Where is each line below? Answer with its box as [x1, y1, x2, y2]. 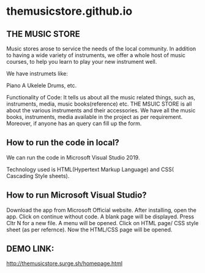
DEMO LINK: [6, 244, 54, 254]
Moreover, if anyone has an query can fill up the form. [6, 120, 142, 127]
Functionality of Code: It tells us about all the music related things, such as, [6, 94, 196, 101]
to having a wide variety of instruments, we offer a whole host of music [6, 52, 185, 59]
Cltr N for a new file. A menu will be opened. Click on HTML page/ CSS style [6, 219, 199, 226]
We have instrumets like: [6, 70, 69, 77]
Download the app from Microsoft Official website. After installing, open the [6, 206, 197, 213]
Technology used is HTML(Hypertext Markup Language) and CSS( [6, 166, 174, 173]
